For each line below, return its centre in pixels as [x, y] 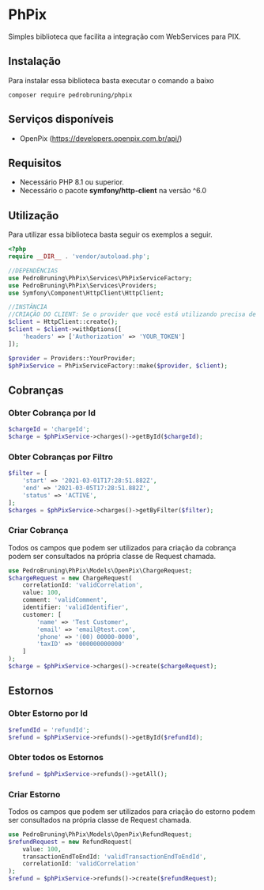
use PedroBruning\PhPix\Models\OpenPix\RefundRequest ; [100, 834]
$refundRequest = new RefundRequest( [70, 842]
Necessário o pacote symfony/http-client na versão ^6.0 [113, 191]
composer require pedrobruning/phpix [70, 95]
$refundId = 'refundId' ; [49, 730]
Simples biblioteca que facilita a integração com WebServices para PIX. [124, 36]
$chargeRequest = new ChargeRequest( [70, 578]
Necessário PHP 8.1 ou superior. [72, 182]
